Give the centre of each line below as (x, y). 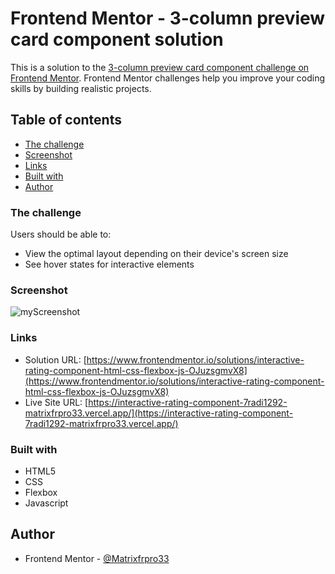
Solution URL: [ (55, 359)
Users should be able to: (61, 234)
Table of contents (66, 120)
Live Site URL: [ (56, 402)
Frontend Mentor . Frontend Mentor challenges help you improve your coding (168, 78)
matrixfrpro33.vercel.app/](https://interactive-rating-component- (159, 413)
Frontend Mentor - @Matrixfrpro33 (97, 558)
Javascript (46, 503)
